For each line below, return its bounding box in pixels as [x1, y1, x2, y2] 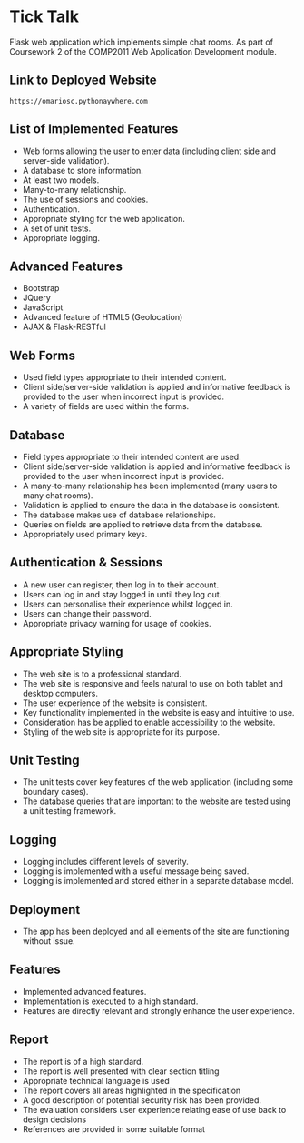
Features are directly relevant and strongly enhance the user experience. [22, 1005, 295, 1016]
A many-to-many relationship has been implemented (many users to [22, 480, 278, 491]
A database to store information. [22, 165, 143, 175]
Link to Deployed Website [9, 73, 157, 88]
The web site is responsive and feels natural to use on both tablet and [22, 677, 284, 688]
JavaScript [22, 302, 64, 313]
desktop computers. [22, 687, 98, 698]
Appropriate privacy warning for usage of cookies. [22, 617, 211, 628]
